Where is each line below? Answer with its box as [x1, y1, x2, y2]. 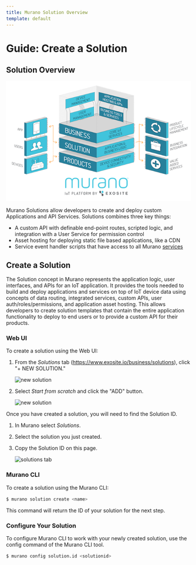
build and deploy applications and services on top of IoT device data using [6, 288, 186, 295]
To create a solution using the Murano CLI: [6, 484, 109, 491]
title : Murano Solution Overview [6, 9, 88, 15]
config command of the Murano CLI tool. [6, 541, 104, 548]
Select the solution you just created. [14, 433, 102, 440]
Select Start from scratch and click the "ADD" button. [14, 388, 144, 395]
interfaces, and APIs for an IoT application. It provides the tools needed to [6, 282, 184, 289]
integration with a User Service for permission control [14, 231, 145, 238]
